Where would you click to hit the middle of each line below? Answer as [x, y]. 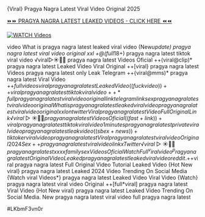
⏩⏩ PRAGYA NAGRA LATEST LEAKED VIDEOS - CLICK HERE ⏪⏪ [90, 21]
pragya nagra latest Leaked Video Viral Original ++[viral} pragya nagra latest [103, 66]
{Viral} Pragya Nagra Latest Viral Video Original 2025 [74, 9]
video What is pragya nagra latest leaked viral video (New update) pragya [99, 47]
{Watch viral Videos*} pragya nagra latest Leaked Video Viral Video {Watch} [103, 177]
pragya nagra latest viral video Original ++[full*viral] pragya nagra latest [97, 184]
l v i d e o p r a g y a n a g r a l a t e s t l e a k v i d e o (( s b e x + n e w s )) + [72, 131]
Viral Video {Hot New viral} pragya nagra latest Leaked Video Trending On [100, 190]
